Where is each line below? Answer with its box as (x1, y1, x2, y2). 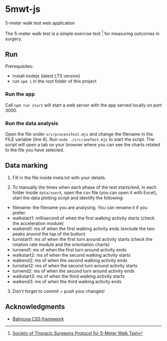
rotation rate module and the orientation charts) (12, 241, 110, 247)
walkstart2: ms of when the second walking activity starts (12, 252, 131, 258)
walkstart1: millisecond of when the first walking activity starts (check (12, 215, 155, 221)
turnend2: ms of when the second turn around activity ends (12, 268, 135, 274)
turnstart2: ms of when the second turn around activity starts (12, 262, 138, 268)
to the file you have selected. (5, 147, 65, 153)
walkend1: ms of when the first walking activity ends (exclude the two (12, 226, 155, 231)
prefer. (12, 210, 26, 216)
